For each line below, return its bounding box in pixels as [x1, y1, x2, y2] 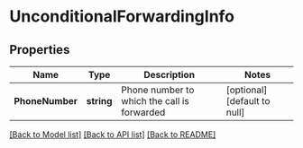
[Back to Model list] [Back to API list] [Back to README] [9, 129, 216, 140]
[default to [225, 95, 271, 107]
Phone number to [121, 83, 195, 96]
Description [143, 69, 196, 81]
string [86, 95, 113, 107]
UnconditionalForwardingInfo [9, 6, 235, 27]
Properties [9, 42, 70, 57]
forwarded [121, 106, 166, 118]
